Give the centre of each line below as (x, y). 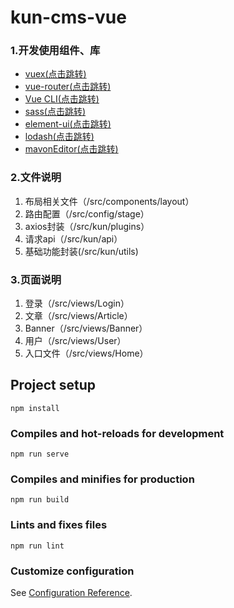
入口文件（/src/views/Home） (86, 353)
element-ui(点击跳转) (68, 124)
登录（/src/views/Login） (77, 303)
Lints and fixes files (59, 525)
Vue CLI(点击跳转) (62, 99)
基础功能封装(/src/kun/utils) (81, 251)
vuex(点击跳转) (55, 74)
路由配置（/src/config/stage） (87, 213)
